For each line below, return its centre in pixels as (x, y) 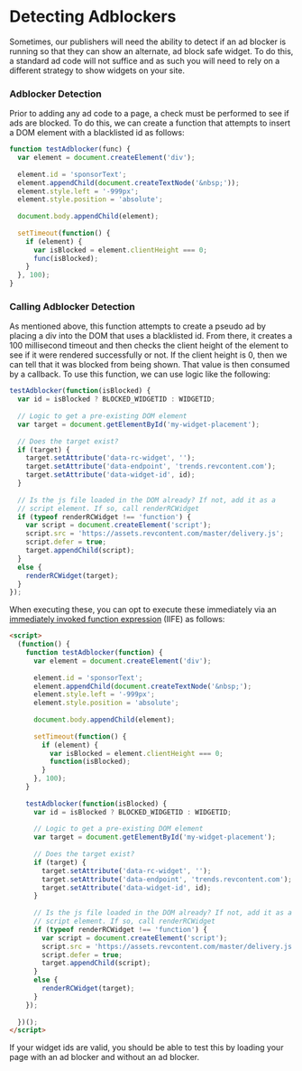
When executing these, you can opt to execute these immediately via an (143, 610)
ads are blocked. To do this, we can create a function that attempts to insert (150, 123)
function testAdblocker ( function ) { (95, 653)
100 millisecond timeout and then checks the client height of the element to (149, 346)
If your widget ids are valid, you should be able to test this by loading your (146, 1048)
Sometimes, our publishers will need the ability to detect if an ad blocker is (148, 42)
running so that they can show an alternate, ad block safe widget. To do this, (151, 51)
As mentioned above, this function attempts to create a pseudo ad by (137, 326)
